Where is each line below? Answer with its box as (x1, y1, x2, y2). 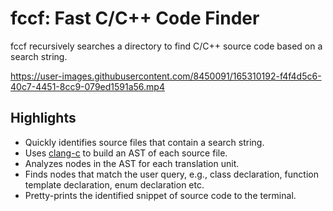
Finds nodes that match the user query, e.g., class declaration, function (24, 168, 319, 180)
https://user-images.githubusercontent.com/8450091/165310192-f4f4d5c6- (10, 70, 322, 82)
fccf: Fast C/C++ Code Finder (10, 7, 260, 30)
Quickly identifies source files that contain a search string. (24, 136, 265, 148)
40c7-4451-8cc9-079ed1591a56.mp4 (10, 80, 165, 92)
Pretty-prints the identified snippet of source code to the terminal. (24, 189, 297, 201)
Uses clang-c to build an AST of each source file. (24, 147, 228, 159)
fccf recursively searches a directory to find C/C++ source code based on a (10, 40, 323, 52)
